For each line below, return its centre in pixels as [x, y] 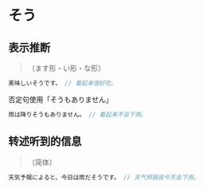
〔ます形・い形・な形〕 [66, 68]
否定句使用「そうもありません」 [61, 99]
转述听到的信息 [45, 142]
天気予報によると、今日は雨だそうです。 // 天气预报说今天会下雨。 [104, 177]
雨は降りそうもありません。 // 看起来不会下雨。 [78, 114]
